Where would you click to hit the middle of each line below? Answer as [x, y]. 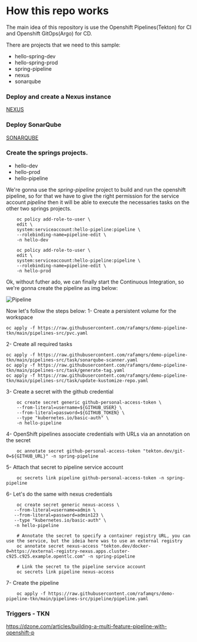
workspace [20, 317]
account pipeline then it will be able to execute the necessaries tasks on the [98, 202]
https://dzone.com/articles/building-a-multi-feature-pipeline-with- [87, 627]
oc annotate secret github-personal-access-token [79, 451]
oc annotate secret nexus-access [58, 546]
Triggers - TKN [28, 613]
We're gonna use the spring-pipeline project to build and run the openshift [96, 189]
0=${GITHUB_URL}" [27, 456]
